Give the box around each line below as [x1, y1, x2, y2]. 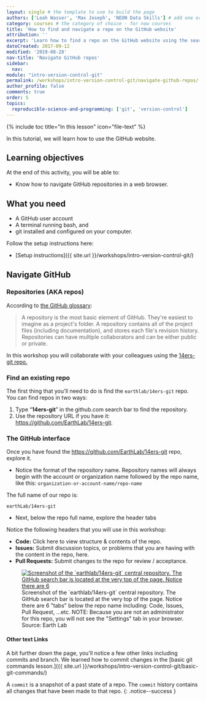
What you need [6, 198, 66, 209]
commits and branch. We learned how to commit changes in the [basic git [6, 656, 193, 663]
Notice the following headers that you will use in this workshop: [6, 526, 167, 533]
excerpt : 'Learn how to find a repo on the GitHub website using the [6, 37, 188, 44]
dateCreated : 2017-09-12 [6, 44, 70, 50]
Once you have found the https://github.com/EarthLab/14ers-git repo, [6, 448, 182, 455]
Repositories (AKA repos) [6, 288, 84, 296]
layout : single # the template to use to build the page [6, 9, 155, 15]
